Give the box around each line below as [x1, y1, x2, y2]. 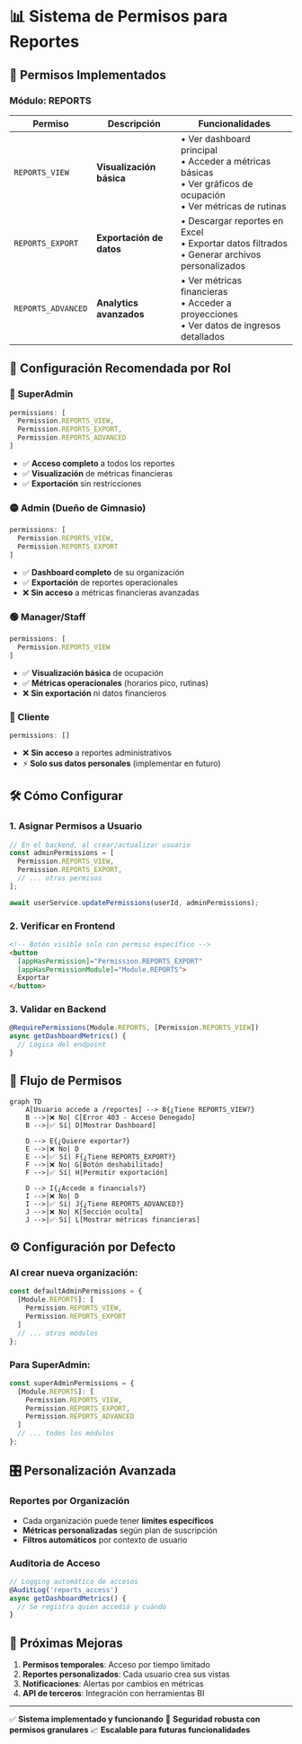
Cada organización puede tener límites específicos [22, 1515, 214, 1526]
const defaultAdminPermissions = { [9, 1286, 143, 1296]
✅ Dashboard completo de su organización [22, 566, 185, 577]
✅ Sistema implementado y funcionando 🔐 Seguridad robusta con [9, 1713, 261, 1725]
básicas [180, 166, 214, 179]
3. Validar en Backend [9, 1003, 107, 1016]
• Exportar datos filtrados [180, 236, 289, 249]
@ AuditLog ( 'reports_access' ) [9, 1585, 119, 1595]
